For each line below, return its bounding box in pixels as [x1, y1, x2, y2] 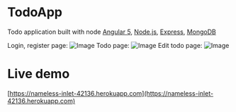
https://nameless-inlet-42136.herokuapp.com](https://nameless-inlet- [9, 89, 214, 97]
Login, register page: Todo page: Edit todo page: [7, 41, 203, 49]
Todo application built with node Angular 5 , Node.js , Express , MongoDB [7, 27, 216, 36]
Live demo [7, 66, 70, 82]
